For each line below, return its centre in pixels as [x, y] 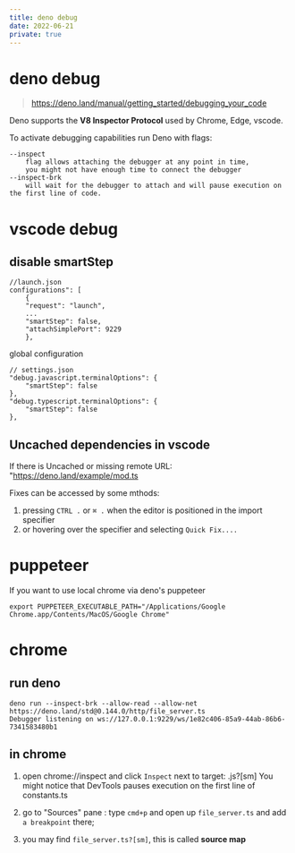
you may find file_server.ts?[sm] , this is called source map [134, 839]
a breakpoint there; [59, 822]
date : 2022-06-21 [42, 26]
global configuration [46, 354]
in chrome [38, 754]
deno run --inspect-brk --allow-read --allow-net [104, 704]
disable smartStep [62, 262]
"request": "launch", [65, 306]
